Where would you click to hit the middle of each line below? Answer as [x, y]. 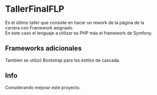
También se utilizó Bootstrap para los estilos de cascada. [63, 60]
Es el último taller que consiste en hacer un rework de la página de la [75, 23]
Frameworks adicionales [43, 48]
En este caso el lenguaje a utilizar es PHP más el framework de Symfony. [79, 33]
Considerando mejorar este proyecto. [43, 87]
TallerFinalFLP [35, 9]
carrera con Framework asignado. [39, 27]
